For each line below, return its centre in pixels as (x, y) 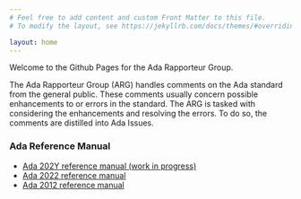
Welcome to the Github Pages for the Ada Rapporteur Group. (121, 67)
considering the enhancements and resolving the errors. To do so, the (138, 114)
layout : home (34, 42)
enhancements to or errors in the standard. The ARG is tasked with (133, 104)
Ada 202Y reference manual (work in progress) (109, 166)
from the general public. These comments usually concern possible (133, 94)
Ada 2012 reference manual (73, 185)
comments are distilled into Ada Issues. (82, 123)
